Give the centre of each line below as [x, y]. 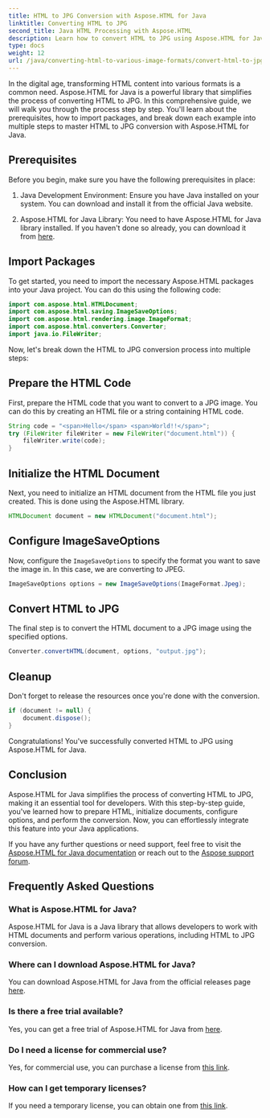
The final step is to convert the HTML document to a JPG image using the [130, 628]
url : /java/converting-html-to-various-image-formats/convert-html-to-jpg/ [138, 61]
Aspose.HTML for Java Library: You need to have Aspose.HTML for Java [141, 219]
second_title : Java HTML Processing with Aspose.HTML [100, 31]
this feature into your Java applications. [74, 828]
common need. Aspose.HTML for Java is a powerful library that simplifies [130, 92]
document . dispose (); [57, 718]
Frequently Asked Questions [82, 886]
